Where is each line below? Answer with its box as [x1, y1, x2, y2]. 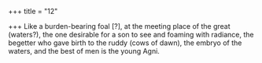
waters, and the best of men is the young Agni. [8, 47, 160, 55]
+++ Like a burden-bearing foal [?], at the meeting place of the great [8, 22, 231, 30]
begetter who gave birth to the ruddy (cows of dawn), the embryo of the [8, 38, 242, 47]
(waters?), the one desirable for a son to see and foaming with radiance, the [8, 30, 254, 39]
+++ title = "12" [8, 7, 58, 16]
